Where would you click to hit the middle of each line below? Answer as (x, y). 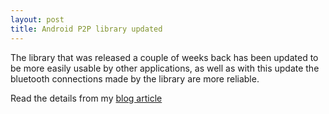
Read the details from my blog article (86, 98)
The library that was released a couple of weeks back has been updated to (164, 57)
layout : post (37, 19)
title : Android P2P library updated (86, 29)
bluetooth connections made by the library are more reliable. (135, 78)
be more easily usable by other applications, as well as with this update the (165, 68)
